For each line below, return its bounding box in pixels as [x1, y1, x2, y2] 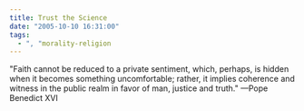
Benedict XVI [9, 93, 59, 104]
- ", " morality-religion [17, 38, 112, 48]
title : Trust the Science [9, 13, 107, 23]
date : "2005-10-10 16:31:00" [9, 22, 120, 31]
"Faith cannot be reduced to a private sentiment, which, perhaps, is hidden [9, 64, 289, 75]
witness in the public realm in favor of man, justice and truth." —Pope [9, 83, 269, 94]
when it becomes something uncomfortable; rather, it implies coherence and [9, 74, 295, 85]
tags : [9, 30, 30, 39]
